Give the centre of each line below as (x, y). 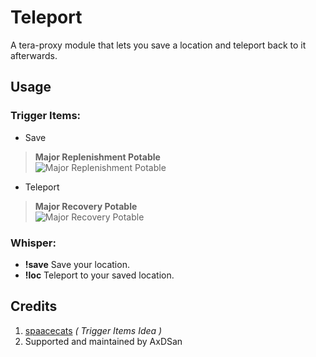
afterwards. (34, 55)
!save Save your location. (77, 264)
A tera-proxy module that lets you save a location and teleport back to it (158, 45)
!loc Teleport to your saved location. (99, 275)
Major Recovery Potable (86, 206)
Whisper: (33, 243)
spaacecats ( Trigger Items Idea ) (93, 330)
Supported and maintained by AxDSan (103, 341)
